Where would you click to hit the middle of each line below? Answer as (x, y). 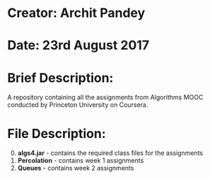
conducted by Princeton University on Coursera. (78, 105)
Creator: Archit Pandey (76, 13)
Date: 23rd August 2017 (78, 46)
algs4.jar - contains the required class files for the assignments (110, 153)
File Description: (57, 133)
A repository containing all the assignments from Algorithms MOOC (105, 98)
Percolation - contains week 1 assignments (81, 161)
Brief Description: (60, 77)
